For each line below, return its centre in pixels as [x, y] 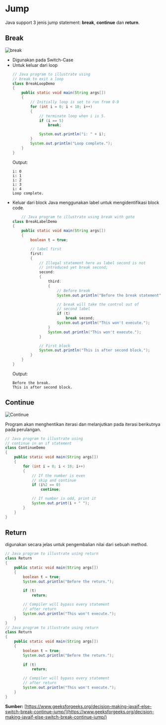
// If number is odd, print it [64, 499]
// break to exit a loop [38, 79]
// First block [55, 346]
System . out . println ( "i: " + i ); [72, 134]
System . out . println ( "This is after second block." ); [94, 350]
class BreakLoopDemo [33, 83]
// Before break [74, 290]
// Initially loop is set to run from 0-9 [75, 102]
